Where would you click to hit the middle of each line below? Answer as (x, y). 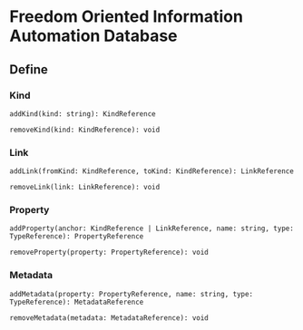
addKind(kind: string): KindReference (83, 114)
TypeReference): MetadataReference (77, 302)
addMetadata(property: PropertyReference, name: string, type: (132, 294)
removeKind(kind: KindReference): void (85, 130)
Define (29, 69)
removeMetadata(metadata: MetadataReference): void (109, 318)
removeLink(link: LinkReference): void (85, 188)
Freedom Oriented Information (126, 17)
